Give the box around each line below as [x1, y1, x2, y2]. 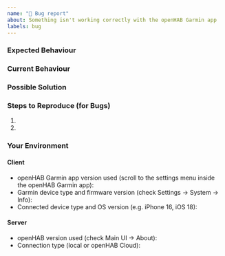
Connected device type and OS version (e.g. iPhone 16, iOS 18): [17, 202, 197, 211]
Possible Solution [7, 83, 67, 92]
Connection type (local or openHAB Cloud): [17, 241, 141, 249]
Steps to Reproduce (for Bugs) [7, 101, 111, 111]
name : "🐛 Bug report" [7, 10, 69, 17]
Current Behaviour [7, 64, 71, 74]
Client [7, 158, 25, 166]
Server [7, 218, 28, 227]
